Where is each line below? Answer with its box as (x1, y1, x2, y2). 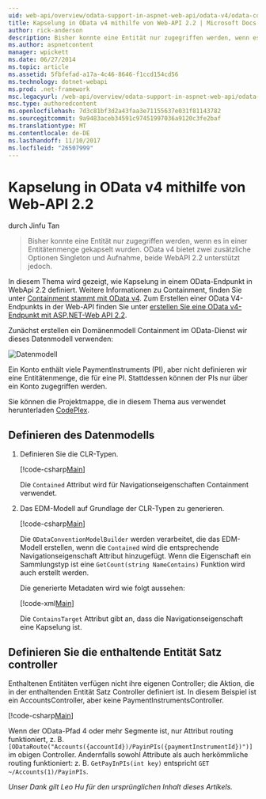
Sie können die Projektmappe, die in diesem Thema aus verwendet (8, 397, 226, 407)
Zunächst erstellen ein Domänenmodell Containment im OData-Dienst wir (8, 326, 248, 335)
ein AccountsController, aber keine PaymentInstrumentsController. (8, 695, 224, 705)
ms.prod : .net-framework (8, 85, 90, 93)
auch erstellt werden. (19, 568, 89, 577)
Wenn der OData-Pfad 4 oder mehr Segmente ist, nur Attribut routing (8, 725, 234, 736)
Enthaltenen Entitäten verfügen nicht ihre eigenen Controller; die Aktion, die (8, 678, 255, 688)
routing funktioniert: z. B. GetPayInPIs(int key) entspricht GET (8, 758, 210, 767)
